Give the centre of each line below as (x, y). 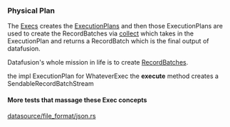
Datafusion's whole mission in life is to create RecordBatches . (98, 62)
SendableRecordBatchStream (51, 84)
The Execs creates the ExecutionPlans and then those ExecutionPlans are (115, 26)
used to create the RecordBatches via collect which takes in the (101, 33)
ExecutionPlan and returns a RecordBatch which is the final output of (108, 41)
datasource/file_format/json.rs (52, 116)
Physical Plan (31, 11)
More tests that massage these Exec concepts (77, 100)
